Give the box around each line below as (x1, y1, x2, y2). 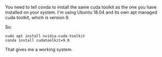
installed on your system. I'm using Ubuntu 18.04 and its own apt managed (5, 9, 158, 15)
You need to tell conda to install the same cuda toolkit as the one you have (5, 4, 157, 10)
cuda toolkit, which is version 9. (5, 15, 70, 20)
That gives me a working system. (5, 47, 73, 52)
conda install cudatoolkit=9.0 (5, 38, 70, 43)
